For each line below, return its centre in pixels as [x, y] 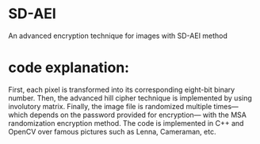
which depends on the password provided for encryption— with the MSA [128, 115]
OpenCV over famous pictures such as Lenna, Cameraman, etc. [112, 131]
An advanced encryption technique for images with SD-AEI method [118, 36]
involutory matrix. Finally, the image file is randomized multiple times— [124, 106]
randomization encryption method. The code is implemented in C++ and [126, 123]
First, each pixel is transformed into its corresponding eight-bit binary [122, 89]
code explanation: [69, 68]
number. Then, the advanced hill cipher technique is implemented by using [130, 98]
